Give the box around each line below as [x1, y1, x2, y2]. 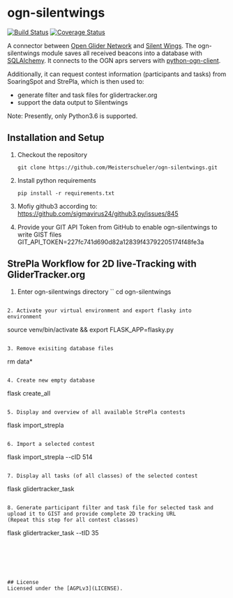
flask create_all [7, 389, 51, 397]
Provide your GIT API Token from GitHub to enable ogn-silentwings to [17, 223, 218, 231]
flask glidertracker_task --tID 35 [7, 528, 99, 537]
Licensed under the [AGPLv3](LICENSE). [7, 585, 123, 592]
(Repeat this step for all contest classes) [7, 516, 139, 523]
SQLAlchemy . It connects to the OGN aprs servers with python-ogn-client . [7, 56, 221, 64]
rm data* [7, 357, 33, 366]
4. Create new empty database [7, 377, 96, 384]
